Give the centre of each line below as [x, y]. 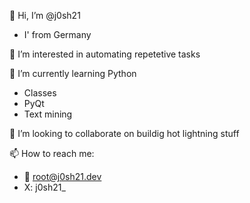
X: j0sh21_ [44, 187]
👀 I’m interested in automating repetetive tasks [105, 54]
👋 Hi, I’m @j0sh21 [45, 15]
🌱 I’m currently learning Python [73, 73]
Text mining [48, 114]
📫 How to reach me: [52, 153]
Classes [40, 93]
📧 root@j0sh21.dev [62, 176]
